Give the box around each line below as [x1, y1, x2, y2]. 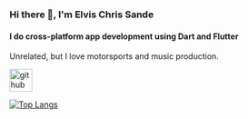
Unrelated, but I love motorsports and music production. [9, 51, 220, 62]
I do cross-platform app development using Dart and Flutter [9, 31, 239, 42]
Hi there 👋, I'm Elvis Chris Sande [9, 8, 154, 21]
